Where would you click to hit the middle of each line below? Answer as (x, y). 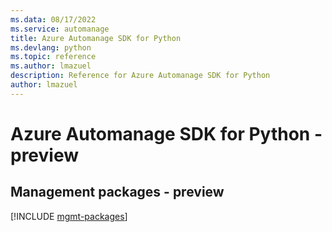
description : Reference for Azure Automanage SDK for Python (140, 76)
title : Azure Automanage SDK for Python (96, 38)
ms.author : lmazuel (51, 66)
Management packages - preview (117, 192)
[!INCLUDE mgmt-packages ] (69, 216)
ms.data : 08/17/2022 (53, 19)
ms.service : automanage (60, 29)
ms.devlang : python (51, 47)
